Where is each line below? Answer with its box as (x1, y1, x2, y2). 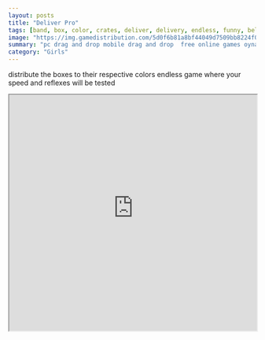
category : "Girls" (8, 48, 68, 56)
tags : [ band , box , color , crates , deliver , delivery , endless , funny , (8, 26, 245, 34)
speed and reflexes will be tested (8, 78, 116, 87)
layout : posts (8, 11, 55, 20)
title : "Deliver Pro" (8, 19, 79, 27)
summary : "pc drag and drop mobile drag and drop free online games (8, 41, 241, 49)
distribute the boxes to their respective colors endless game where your (8, 70, 241, 79)
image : (8, 33, 30, 42)
